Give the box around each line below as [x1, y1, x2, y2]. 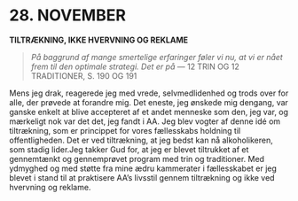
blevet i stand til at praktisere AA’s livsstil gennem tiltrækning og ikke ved [9, 172, 275, 182]
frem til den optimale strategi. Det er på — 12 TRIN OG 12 [30, 61, 239, 72]
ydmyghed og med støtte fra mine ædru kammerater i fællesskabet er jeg [9, 163, 278, 174]
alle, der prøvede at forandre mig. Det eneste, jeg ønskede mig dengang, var [9, 97, 288, 107]
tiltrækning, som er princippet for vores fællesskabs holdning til [9, 125, 241, 135]
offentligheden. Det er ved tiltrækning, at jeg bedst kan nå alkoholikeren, [9, 135, 273, 145]
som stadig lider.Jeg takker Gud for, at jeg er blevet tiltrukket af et [9, 143, 249, 155]
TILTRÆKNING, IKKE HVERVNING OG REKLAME [9, 35, 189, 45]
